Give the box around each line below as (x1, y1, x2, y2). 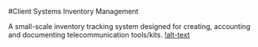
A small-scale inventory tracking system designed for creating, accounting (8, 22, 251, 31)
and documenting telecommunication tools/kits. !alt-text (8, 31, 190, 39)
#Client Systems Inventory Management (8, 7, 139, 16)
